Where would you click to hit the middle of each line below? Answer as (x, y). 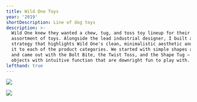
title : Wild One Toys (33, 11)
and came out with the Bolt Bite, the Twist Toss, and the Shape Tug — (101, 55)
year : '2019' (22, 17)
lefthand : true (25, 66)
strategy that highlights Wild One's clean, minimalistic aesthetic (97, 44)
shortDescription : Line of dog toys (51, 22)
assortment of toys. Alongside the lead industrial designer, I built (99, 38)
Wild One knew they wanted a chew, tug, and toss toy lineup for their (101, 33)
